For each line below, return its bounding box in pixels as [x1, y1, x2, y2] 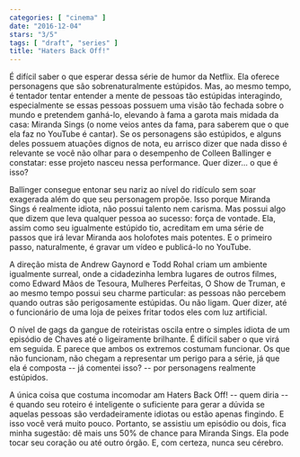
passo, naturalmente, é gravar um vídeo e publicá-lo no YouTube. [9, 242, 251, 253]
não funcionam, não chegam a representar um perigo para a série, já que [9, 353, 280, 364]
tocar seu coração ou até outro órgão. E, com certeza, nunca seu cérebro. [9, 437, 285, 448]
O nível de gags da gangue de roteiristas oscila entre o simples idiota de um [9, 325, 290, 336]
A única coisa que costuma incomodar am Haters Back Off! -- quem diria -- [9, 390, 289, 400]
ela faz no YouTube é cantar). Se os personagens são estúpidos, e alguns [9, 129, 282, 139]
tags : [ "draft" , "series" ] [9, 38, 119, 48]
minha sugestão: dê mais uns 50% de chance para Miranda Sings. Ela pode [9, 428, 289, 439]
